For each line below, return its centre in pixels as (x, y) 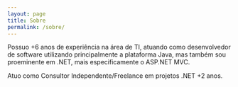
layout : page (27, 14)
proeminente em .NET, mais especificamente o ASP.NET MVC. (99, 62)
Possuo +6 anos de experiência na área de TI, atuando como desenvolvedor (119, 47)
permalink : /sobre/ (36, 27)
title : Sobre (27, 21)
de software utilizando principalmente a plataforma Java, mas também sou (117, 54)
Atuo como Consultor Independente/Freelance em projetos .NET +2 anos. (115, 76)
